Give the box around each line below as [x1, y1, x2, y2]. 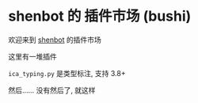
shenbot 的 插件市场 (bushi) [8, 7, 192, 25]
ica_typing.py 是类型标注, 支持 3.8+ [8, 68, 126, 78]
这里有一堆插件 [8, 51, 57, 61]
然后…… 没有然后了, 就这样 [8, 85, 97, 95]
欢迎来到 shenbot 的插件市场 [8, 35, 101, 44]
